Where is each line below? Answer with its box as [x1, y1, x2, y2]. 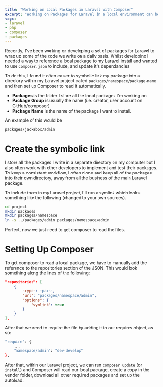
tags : [5, 16, 16, 21]
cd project [5, 204, 27, 209]
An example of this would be [5, 117, 62, 123]
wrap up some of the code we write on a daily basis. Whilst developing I [5, 53, 149, 58]
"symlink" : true [31, 302, 64, 307]
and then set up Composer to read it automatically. [5, 83, 106, 89]
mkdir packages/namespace [5, 213, 57, 218]
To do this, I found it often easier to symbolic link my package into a [5, 73, 140, 78]
